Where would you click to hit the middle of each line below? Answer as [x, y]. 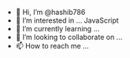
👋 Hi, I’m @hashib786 [50, 12]
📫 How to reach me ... [52, 46]
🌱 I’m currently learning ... [58, 29]
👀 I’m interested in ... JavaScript [67, 20]
